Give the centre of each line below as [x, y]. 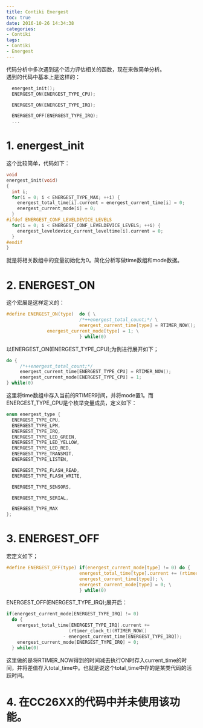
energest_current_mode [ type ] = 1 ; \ [93, 331]
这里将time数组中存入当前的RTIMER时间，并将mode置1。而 [80, 395]
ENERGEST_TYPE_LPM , [36, 425]
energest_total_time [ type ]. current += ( [131, 573]
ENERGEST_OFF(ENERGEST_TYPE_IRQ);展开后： [67, 603]
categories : [21, 29]
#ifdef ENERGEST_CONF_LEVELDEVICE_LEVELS [59, 220]
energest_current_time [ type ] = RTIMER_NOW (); [138, 325]
